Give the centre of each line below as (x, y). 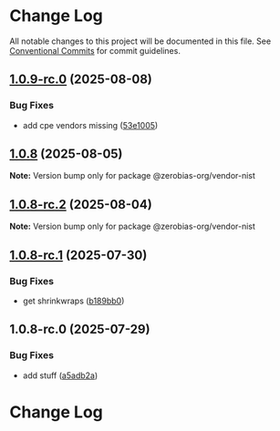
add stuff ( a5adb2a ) (60, 375)
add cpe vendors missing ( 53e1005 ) (90, 125)
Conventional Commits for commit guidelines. (95, 50)
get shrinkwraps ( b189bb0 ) (73, 301)
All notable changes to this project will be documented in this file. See (140, 41)
